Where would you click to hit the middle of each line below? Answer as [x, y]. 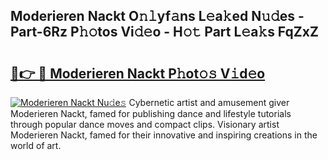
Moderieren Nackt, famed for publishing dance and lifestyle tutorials [151, 113]
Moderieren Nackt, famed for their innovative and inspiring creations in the [164, 135]
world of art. [36, 145]
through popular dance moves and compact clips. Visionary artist [145, 124]
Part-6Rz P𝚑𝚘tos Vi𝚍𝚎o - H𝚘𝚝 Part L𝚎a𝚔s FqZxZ [164, 32]
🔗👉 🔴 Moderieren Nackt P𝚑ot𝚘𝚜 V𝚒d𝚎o [138, 73]
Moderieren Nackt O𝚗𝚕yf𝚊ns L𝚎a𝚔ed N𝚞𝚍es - [157, 16]
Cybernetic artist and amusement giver [209, 102]
